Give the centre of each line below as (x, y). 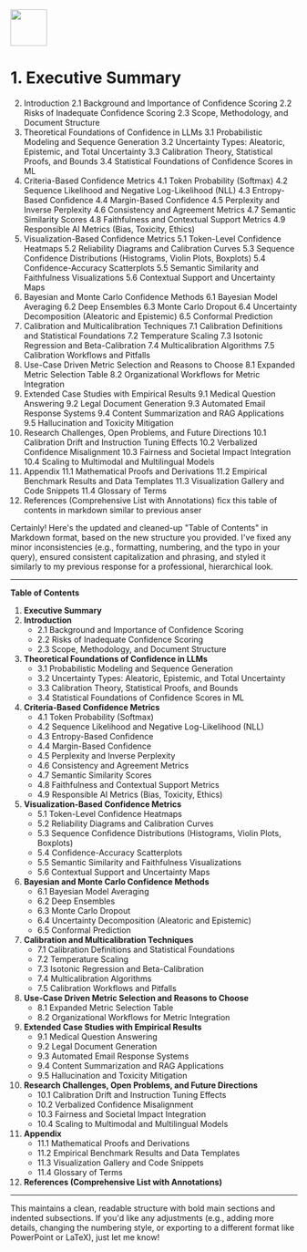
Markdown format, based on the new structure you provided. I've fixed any (151, 537)
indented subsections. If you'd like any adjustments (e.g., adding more (142, 1217)
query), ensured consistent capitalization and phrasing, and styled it (138, 556)
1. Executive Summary (96, 78)
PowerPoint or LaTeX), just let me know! (85, 1237)
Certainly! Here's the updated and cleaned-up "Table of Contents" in (139, 527)
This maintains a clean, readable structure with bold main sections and (143, 1208)
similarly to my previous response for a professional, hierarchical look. (142, 566)
